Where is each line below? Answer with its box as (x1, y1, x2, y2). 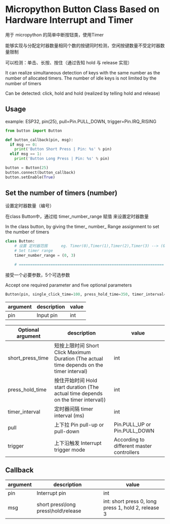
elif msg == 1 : (10, 151, 42, 156)
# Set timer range (14, 248, 53, 254)
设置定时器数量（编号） (5, 203, 54, 209)
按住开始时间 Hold (54, 377, 98, 384)
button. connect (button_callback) (5, 170, 76, 175)
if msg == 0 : (10, 142, 37, 147)
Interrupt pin (36, 490, 66, 497)
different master (113, 442, 152, 449)
